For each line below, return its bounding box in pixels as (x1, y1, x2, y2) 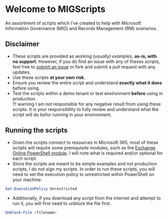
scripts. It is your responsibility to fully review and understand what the (12, 106, 159, 112)
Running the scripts (5, 126, 68, 134)
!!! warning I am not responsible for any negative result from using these (12, 101, 161, 107)
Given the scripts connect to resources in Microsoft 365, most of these (12, 139, 158, 145)
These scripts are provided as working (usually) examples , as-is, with (12, 53, 157, 59)
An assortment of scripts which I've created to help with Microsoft (5, 20, 141, 26)
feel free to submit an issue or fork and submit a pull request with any (12, 63, 156, 69)
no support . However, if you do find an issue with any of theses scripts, (12, 58, 160, 64)
